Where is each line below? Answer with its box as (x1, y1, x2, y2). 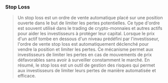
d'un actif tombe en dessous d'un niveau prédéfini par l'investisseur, (17, 36, 159, 42)
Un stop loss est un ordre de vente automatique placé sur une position (17, 15, 163, 21)
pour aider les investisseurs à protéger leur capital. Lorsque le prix (17, 31, 155, 37)
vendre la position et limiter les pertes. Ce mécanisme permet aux (17, 46, 154, 53)
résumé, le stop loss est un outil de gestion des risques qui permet (17, 62, 155, 68)
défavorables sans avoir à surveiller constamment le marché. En (17, 57, 150, 63)
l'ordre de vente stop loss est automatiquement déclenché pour (17, 41, 149, 47)
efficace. (17, 73, 36, 79)
